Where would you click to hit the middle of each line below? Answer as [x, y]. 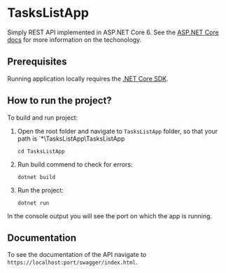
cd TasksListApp [41, 151]
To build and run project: [43, 118]
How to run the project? [59, 100]
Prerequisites [37, 62]
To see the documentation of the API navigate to [77, 255]
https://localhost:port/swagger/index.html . [72, 262]
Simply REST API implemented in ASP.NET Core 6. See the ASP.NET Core [113, 32]
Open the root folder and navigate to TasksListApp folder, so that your [118, 131]
